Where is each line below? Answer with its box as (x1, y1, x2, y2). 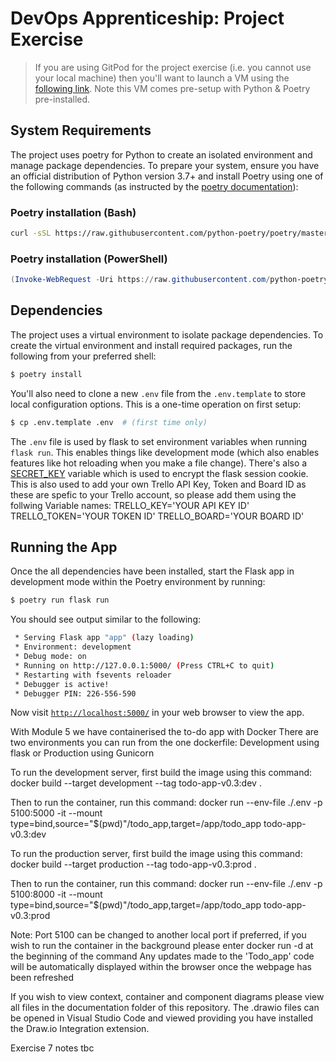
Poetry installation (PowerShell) (10, 252, 168, 266)
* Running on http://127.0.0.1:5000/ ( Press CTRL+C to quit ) (14, 660, 275, 671)
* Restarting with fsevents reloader (14, 670, 172, 680)
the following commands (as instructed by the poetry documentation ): (10, 180, 299, 192)
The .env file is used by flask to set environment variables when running (10, 435, 308, 447)
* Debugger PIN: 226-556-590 (14, 688, 137, 699)
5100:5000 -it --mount (10, 807, 103, 819)
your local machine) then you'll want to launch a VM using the (34, 72, 290, 84)
